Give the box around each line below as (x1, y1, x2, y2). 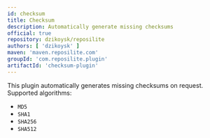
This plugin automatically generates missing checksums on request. (7, 81, 204, 89)
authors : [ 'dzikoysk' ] (7, 43, 80, 49)
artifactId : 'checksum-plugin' (7, 62, 99, 69)
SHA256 (17, 118, 37, 125)
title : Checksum (7, 17, 55, 24)
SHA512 (17, 125, 37, 132)
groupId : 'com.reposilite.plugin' (7, 56, 108, 63)
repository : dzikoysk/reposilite (7, 36, 105, 43)
